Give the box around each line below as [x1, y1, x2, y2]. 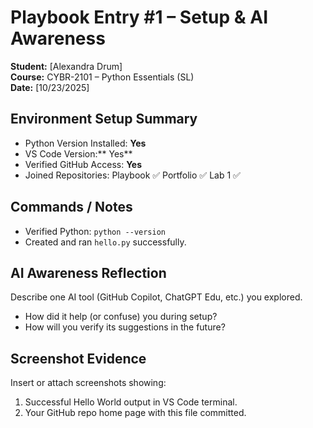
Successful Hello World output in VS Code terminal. [24, 396, 238, 408]
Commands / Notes [10, 199, 133, 216]
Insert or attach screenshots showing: [10, 377, 167, 389]
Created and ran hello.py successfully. [24, 236, 187, 248]
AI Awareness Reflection [10, 264, 167, 281]
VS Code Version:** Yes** [24, 147, 133, 160]
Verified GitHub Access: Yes [24, 158, 143, 170]
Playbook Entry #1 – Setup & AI [10, 6, 269, 29]
